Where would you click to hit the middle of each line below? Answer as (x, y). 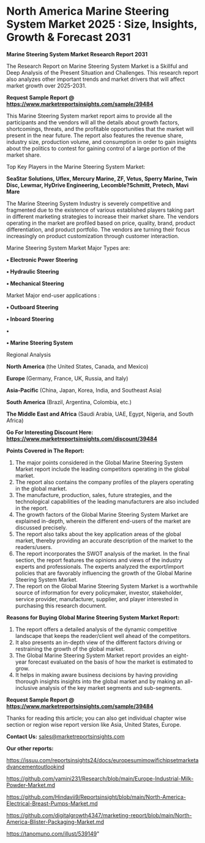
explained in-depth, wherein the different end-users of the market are (103, 521)
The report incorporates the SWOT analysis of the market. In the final (102, 553)
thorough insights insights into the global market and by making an (99, 681)
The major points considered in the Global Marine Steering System (99, 462)
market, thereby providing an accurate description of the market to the (104, 541)
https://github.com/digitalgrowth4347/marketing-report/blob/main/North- (99, 815)
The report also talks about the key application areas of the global (98, 534)
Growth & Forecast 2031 (69, 37)
